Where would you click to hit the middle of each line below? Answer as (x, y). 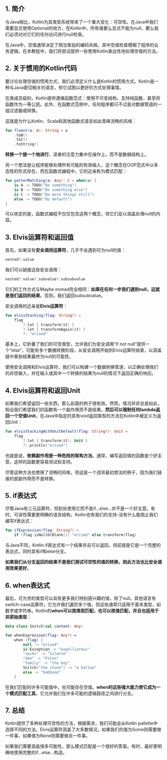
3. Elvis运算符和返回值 (40, 237)
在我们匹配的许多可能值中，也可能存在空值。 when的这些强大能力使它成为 (81, 687)
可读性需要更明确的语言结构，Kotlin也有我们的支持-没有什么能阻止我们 (86, 515)
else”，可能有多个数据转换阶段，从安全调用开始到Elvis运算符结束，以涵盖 (87, 350)
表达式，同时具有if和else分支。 (37, 552)
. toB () (21, 135)
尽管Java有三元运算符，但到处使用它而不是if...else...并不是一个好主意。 (78, 508)
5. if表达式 (21, 496)
